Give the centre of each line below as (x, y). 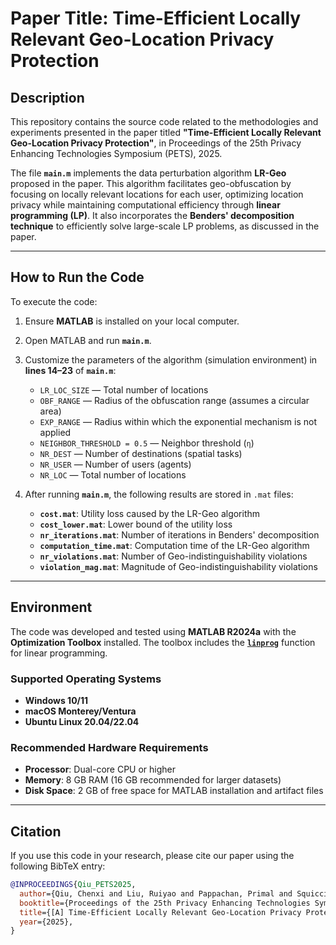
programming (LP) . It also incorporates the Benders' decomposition (152, 215)
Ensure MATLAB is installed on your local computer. (132, 321)
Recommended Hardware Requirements (109, 747)
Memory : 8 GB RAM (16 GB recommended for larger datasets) (153, 780)
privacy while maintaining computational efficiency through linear (145, 205)
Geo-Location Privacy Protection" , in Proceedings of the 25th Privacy (156, 143)
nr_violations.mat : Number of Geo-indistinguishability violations (173, 556)
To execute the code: (54, 301)
